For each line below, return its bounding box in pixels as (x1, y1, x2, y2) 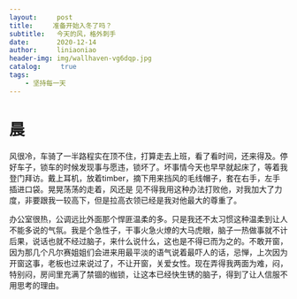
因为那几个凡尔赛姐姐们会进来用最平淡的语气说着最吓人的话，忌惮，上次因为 (9, 247, 288, 257)
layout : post (9, 12, 73, 22)
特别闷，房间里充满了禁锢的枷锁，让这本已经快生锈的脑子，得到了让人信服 (9, 269, 280, 280)
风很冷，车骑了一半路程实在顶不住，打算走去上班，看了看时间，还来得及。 (9, 150, 280, 161)
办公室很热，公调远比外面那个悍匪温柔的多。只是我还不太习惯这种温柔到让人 (9, 213, 288, 224)
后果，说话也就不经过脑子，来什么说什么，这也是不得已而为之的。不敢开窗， (9, 235, 288, 246)
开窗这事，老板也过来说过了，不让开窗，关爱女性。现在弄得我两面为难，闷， (9, 257, 288, 268)
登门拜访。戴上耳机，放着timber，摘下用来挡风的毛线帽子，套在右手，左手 (9, 172, 281, 183)
